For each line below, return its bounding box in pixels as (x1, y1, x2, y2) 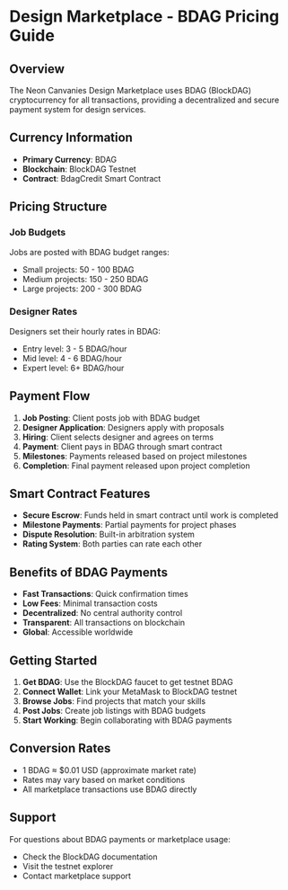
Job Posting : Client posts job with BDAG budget (22, 412, 200, 423)
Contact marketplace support (22, 870, 132, 881)
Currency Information (9, 130, 133, 146)
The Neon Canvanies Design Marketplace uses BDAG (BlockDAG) (9, 85, 252, 95)
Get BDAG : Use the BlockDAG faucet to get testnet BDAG (22, 677, 233, 688)
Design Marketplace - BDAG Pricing (9, 6, 280, 27)
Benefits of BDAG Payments (9, 565, 169, 580)
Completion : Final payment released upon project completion (22, 460, 250, 471)
